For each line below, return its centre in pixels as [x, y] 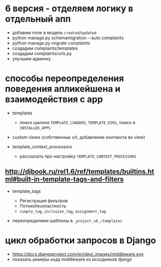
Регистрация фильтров [43, 200]
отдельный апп [38, 19]
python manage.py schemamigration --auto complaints [68, 38]
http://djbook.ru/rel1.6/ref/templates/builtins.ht [80, 172]
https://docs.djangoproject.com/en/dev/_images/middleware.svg [78, 254]
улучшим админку [31, 58]
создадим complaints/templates [45, 48]
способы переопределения [65, 79]
